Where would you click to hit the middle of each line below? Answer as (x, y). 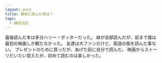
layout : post (18, 9)
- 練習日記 (19, 23)
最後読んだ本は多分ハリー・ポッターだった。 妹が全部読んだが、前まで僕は (81, 37)
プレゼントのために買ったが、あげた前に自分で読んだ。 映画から (80, 49)
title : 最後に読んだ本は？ (29, 14)
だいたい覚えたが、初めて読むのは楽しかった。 (56, 56)
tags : (11, 18)
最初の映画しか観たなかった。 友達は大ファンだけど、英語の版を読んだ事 (79, 44)
